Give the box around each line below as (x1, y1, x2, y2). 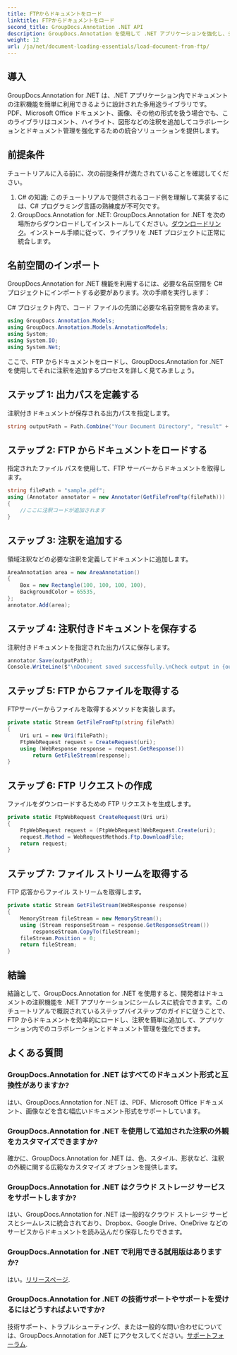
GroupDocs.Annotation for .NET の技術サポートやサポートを (7, 1294, 215, 1304)
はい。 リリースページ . (7, 1275, 71, 1284)
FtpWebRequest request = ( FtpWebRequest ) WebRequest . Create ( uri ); (20, 827, 217, 834)
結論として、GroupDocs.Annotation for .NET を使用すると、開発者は (7, 989, 206, 997)
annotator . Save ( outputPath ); (7, 657, 93, 664)
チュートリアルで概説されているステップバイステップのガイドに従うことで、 (7, 1007, 229, 1015)
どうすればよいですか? (29, 1305, 106, 1315)
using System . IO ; (7, 337, 59, 344)
